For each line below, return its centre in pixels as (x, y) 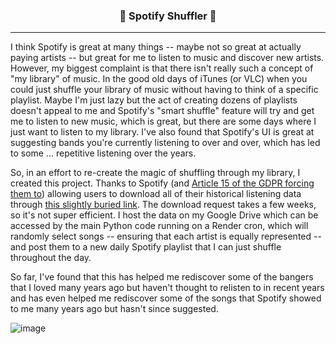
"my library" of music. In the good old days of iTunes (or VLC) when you (159, 79)
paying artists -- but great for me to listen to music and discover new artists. (167, 58)
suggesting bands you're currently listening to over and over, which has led (165, 143)
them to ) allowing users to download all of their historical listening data (156, 194)
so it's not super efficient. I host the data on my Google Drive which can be (164, 215)
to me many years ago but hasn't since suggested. (114, 309)
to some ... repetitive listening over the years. (103, 153)
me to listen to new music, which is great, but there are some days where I (163, 121)
